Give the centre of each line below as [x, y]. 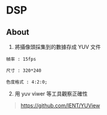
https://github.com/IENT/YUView [60, 106]
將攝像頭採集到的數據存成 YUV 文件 [58, 47]
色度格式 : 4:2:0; [27, 82]
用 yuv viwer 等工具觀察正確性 [51, 94]
